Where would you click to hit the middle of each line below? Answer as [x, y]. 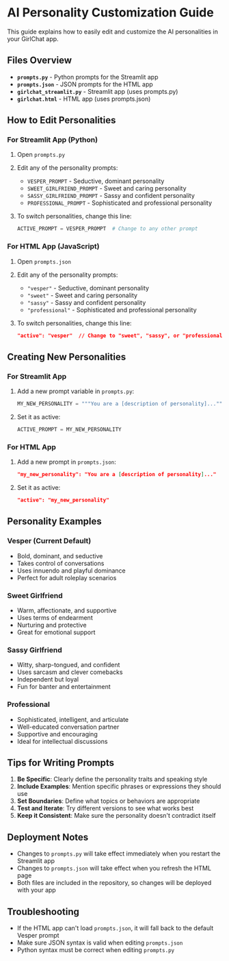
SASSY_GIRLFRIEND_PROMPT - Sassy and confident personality [111, 196]
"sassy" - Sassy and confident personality [86, 302]
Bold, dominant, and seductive [60, 556]
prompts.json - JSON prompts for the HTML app [85, 84]
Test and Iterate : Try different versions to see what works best [105, 808]
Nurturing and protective [52, 625]
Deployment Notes [48, 837]
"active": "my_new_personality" [63, 500]
